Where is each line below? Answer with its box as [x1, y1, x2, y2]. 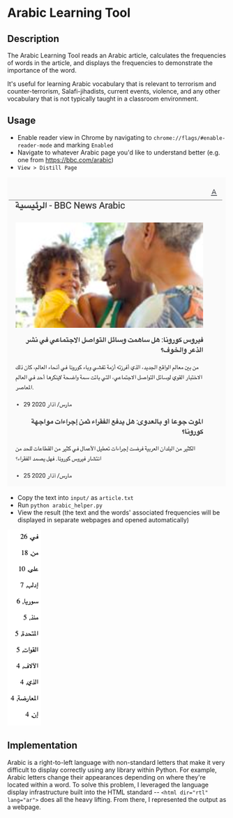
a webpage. [7, 803, 42, 811]
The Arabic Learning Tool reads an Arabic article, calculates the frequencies [7, 51, 227, 59]
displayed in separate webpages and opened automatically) [17, 515, 190, 524]
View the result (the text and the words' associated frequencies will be [17, 508, 220, 517]
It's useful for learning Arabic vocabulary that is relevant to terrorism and [7, 80, 216, 88]
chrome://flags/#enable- [153, 134, 225, 141]
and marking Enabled [53, 141, 114, 149]
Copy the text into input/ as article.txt [17, 493, 134, 501]
